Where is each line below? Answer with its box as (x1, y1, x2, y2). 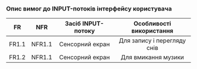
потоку (74, 27, 95, 35)
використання (131, 27, 174, 35)
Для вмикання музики (120, 53, 185, 61)
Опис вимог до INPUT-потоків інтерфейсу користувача (6, 5, 172, 13)
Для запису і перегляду (118, 37, 186, 45)
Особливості (133, 20, 171, 28)
